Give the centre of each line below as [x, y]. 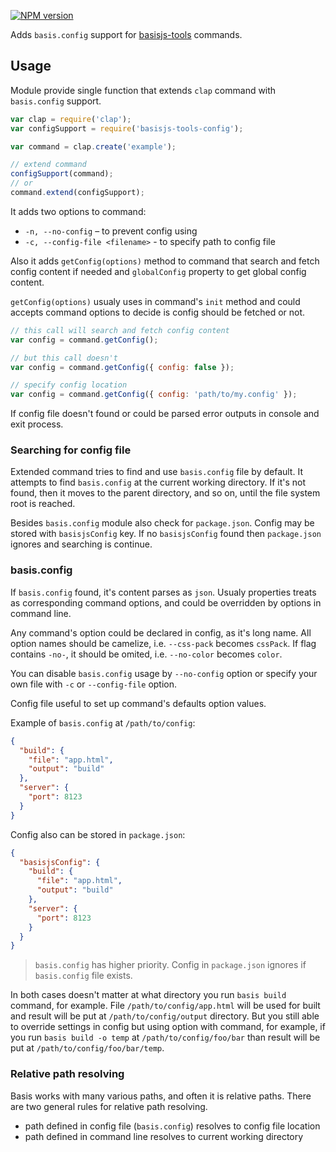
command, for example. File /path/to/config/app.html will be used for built [165, 1006]
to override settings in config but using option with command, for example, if [168, 1027]
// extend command [48, 165]
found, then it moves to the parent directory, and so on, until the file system [165, 493]
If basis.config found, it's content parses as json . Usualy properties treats [163, 592]
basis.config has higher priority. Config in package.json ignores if [170, 965]
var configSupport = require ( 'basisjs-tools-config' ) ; [127, 128]
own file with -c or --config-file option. [94, 684]
